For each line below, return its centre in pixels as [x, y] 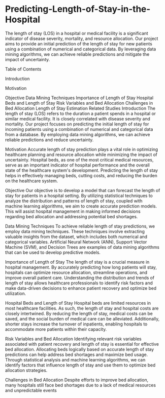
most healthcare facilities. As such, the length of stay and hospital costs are [82, 308]
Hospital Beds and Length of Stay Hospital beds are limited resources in [78, 303]
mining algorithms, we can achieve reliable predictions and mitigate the [77, 54]
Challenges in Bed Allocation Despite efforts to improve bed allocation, [77, 380]
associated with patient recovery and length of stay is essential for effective [82, 344]
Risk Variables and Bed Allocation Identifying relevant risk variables [73, 339]
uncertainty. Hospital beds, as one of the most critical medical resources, [79, 159]
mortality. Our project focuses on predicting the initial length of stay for [77, 124]
